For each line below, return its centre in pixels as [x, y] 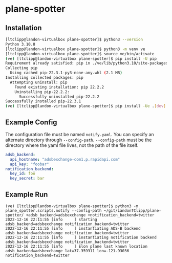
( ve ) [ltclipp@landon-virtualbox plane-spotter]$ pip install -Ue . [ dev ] [86, 106]
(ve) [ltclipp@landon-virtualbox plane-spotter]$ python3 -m [72, 206]
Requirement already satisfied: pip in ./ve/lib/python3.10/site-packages [87, 63]
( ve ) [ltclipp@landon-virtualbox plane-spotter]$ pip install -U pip [81, 59]
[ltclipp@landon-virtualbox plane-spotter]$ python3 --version [74, 39]
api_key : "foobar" [30, 164]
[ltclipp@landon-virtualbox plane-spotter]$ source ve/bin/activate [80, 54]
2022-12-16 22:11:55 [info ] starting [51, 220]
